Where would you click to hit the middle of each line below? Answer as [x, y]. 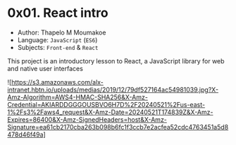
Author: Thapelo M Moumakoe [62, 32]
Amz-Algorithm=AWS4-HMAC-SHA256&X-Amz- [77, 97]
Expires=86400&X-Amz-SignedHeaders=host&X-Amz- [87, 119]
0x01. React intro [58, 13]
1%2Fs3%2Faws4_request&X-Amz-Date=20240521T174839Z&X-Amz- [110, 112]
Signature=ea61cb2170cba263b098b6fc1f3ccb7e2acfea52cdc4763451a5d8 [118, 127]
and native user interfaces [45, 68]
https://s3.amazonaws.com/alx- [58, 82]
